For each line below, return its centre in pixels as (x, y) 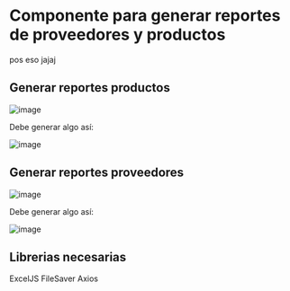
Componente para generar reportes (145, 16)
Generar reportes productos (90, 88)
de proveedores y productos (118, 35)
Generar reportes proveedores (97, 173)
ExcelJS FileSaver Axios (54, 278)
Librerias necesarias (68, 257)
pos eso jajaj (33, 59)
